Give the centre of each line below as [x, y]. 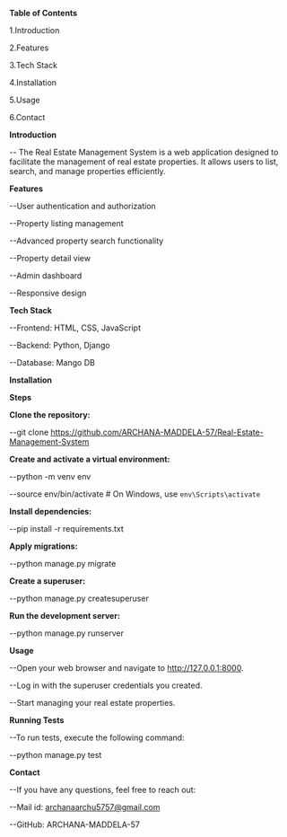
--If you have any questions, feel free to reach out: [103, 790]
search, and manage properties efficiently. [87, 171]
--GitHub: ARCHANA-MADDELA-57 [75, 824]
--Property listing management [66, 223]
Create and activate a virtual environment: [90, 459]
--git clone [29, 432]
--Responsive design [48, 293]
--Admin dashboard [46, 276]
